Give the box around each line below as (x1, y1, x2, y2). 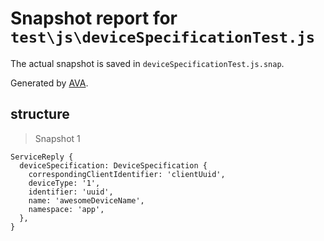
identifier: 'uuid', (28, 187, 114, 197)
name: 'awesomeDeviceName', (28, 195, 145, 206)
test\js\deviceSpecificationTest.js (10, 28, 316, 47)
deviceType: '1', (28, 178, 101, 188)
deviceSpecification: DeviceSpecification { (19, 160, 208, 171)
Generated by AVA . (10, 77, 89, 89)
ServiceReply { (10, 152, 74, 162)
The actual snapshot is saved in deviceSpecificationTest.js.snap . (10, 57, 285, 69)
